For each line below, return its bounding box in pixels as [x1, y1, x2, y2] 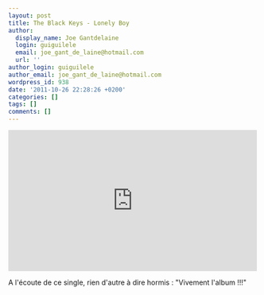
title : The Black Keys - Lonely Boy [8, 19, 130, 27]
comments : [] [8, 108, 52, 116]
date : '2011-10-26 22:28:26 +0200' [8, 85, 126, 94]
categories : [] [8, 93, 59, 101]
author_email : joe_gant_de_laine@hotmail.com [8, 71, 161, 79]
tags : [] [8, 100, 37, 108]
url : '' [15, 56, 41, 64]
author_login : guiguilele [8, 64, 94, 72]
